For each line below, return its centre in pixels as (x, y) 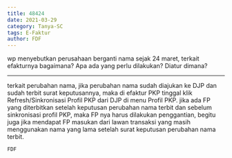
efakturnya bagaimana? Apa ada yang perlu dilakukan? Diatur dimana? (108, 66)
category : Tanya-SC (35, 26)
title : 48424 (26, 13)
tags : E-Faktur (29, 33)
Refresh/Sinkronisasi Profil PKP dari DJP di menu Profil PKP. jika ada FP (109, 100)
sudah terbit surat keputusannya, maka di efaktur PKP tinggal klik (100, 93)
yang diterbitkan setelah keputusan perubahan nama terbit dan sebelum (109, 108)
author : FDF (24, 39)
